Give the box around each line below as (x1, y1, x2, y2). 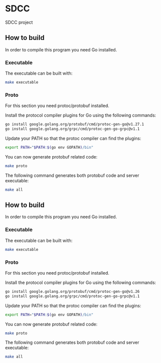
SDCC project (5, 19, 33, 25)
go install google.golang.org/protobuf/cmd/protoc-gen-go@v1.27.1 (5, 122, 144, 127)
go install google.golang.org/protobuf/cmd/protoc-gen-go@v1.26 (5, 289, 140, 294)
